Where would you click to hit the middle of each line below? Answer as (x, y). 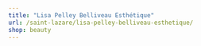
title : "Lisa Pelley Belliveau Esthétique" (81, 15)
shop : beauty (30, 30)
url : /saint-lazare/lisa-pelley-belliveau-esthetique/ (101, 23)
